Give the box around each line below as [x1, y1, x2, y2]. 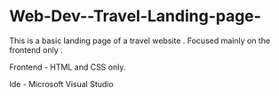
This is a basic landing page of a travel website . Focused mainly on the [9, 35, 271, 46]
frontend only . [9, 44, 64, 55]
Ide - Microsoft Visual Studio [9, 78, 114, 89]
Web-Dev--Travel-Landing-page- [9, 6, 262, 26]
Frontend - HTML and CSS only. [9, 62, 126, 72]
